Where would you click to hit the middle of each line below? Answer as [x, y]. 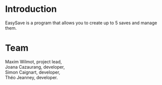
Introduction [31, 9]
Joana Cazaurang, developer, [35, 67]
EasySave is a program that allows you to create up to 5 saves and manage [81, 23]
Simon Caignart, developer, [33, 72]
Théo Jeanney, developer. [32, 77]
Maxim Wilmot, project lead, [33, 62]
